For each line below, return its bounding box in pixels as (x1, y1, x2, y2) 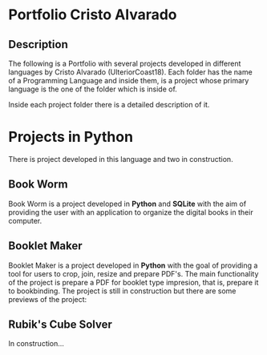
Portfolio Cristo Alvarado (8, 6, 178, 24)
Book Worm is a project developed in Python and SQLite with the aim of (8, 199, 247, 208)
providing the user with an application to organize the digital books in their (8, 207, 254, 217)
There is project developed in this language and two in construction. (8, 154, 234, 163)
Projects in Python (8, 128, 134, 146)
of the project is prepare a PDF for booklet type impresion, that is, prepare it (8, 277, 259, 287)
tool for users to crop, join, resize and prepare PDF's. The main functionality (8, 268, 259, 278)
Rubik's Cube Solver (8, 317, 112, 331)
